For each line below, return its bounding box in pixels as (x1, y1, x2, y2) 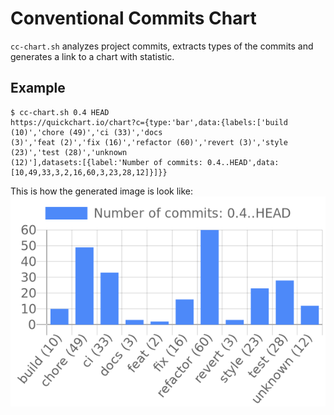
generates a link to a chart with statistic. (10, 50, 175, 62)
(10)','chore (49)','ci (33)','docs (10, 127, 163, 137)
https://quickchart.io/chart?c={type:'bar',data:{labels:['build (10, 117, 288, 127)
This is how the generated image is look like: (10, 185, 194, 197)
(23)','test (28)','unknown (10, 147, 128, 157)
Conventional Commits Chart (10, 7, 257, 30)
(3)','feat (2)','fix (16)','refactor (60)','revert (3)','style (10, 137, 288, 147)
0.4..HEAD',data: (206, 157, 280, 167)
